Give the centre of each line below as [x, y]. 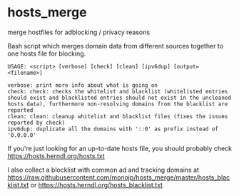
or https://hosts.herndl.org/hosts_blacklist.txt [96, 185]
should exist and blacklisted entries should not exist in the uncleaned [119, 98]
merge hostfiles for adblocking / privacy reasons [79, 32]
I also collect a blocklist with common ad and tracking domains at [103, 170]
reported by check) [36, 123]
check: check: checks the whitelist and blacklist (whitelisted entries [118, 91]
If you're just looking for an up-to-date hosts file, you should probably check [120, 148]
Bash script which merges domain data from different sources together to [115, 46]
